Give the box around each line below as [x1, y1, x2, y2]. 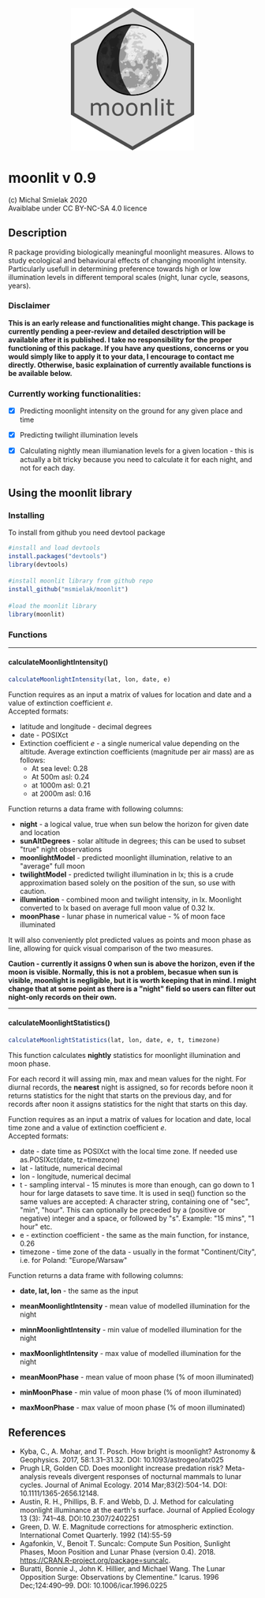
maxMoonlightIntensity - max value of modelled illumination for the [19, 1349, 242, 1358]
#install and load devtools [8, 544, 101, 552]
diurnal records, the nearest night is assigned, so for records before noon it [8, 1082, 254, 1092]
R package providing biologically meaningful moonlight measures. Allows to [8, 247, 255, 256]
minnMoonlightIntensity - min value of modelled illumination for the [19, 1325, 242, 1335]
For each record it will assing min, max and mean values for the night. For [8, 1075, 247, 1084]
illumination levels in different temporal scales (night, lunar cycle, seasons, [8, 272, 250, 281]
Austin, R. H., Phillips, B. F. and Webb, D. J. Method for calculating [19, 1497, 234, 1507]
